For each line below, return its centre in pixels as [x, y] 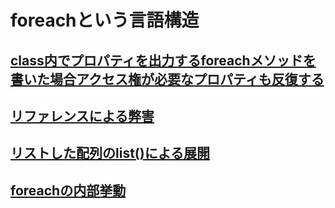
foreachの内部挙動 [68, 190]
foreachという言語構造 [105, 20]
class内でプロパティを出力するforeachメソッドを [163, 60]
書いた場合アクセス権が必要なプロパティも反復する [167, 79]
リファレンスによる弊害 [82, 116]
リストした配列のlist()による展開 [110, 153]
